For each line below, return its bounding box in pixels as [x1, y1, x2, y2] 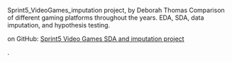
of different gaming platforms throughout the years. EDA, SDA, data [7, 13, 204, 22]
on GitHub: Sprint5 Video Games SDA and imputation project [7, 35, 184, 43]
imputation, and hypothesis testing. [7, 21, 111, 29]
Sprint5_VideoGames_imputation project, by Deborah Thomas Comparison [7, 6, 225, 14]
